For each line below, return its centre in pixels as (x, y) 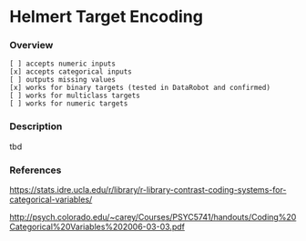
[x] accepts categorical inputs (71, 72)
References (36, 170)
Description (36, 126)
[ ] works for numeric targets (69, 104)
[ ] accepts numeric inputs (63, 64)
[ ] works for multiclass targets (75, 96)
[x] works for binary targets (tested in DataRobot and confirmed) (140, 88)
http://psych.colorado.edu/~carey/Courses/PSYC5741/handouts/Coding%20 (153, 217)
